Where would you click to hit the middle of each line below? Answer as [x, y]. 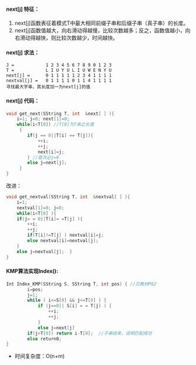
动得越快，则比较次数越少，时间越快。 [72, 38]
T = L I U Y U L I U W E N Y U [59, 71]
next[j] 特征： [23, 9]
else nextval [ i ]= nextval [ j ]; [63, 241]
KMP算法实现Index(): [32, 271]
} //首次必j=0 [43, 157]
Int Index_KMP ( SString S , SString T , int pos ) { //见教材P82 [82, 284]
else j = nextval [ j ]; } [44, 251]
